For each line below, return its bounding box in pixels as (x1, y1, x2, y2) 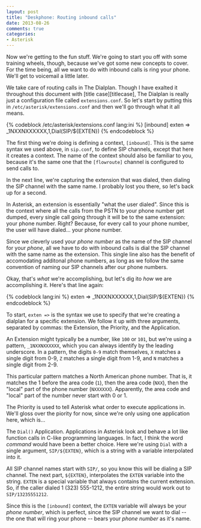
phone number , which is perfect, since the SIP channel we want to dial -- (6, 509, 187, 515)
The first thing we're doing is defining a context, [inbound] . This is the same (6, 139, 194, 146)
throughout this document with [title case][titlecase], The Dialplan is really (6, 91, 189, 97)
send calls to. (6, 165, 40, 172)
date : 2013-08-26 (6, 20, 50, 26)
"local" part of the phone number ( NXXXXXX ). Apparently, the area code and (6, 386, 190, 392)
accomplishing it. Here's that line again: (6, 282, 104, 288)
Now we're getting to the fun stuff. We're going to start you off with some (6, 53, 187, 60)
